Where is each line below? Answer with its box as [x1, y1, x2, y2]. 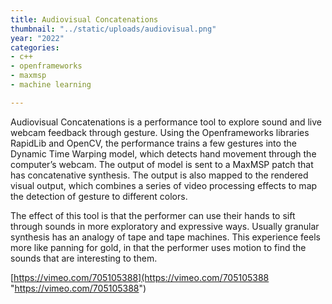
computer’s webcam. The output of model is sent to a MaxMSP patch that [10, 158, 314, 170]
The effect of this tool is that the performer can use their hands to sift [10, 209, 296, 221]
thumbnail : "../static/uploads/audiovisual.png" [10, 24, 217, 34]
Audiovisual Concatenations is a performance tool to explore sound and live [10, 116, 322, 128]
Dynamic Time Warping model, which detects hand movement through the [10, 147, 317, 160]
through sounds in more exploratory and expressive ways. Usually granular [10, 220, 320, 232]
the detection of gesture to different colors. [10, 190, 188, 202]
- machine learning [10, 80, 92, 90]
